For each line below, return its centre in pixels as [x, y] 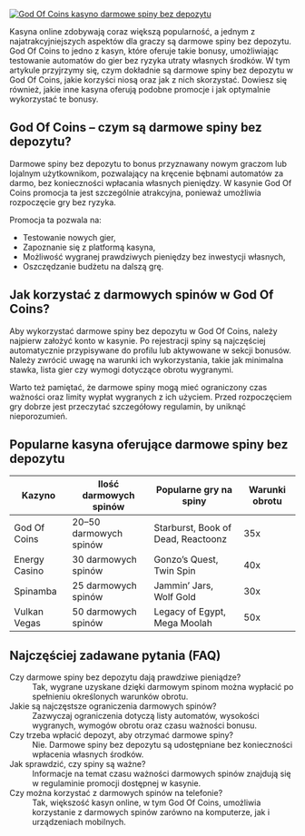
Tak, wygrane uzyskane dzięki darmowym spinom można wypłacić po [163, 687]
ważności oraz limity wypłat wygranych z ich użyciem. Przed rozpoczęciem [151, 397]
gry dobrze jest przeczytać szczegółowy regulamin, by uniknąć [128, 406]
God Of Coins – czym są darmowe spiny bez [136, 128]
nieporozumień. [39, 416]
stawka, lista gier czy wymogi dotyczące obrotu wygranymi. [122, 369]
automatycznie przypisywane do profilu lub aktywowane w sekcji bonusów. [151, 350]
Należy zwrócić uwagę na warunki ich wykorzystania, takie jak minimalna [147, 359]
